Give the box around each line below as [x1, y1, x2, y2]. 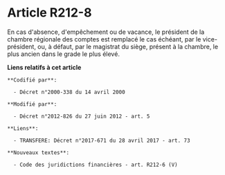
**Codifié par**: [7, 76, 57, 84]
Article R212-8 [7, 5, 92, 21]
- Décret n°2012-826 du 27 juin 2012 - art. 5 [13, 113, 150, 120]
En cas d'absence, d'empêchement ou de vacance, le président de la [7, 28, 205, 36]
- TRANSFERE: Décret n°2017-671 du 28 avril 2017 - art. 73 [13, 137, 190, 144]
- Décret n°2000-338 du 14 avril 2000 [13, 89, 126, 95]
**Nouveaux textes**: [7, 149, 70, 156]
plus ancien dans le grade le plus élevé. [7, 50, 120, 58]
